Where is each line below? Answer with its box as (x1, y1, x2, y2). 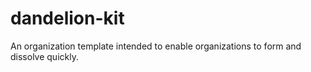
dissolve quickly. (10, 50, 79, 62)
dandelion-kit (10, 7, 125, 30)
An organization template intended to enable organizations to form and (10, 40, 302, 52)
